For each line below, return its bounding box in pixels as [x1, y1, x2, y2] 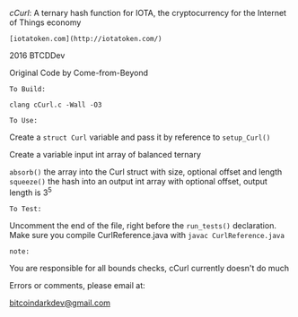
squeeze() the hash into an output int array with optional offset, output [9, 176, 267, 186]
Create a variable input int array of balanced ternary [9, 150, 202, 159]
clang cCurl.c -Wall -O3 [9, 100, 102, 109]
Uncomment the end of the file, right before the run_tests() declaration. [9, 219, 276, 231]
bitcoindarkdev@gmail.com [9, 297, 110, 308]
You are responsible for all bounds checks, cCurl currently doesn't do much [9, 262, 290, 273]
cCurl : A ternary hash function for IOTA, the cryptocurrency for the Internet [9, 8, 287, 18]
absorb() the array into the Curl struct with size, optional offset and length [9, 167, 283, 177]
